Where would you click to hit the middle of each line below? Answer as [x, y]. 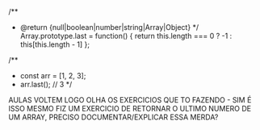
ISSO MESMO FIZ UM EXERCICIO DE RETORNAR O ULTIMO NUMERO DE [130, 109]
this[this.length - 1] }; [55, 44]
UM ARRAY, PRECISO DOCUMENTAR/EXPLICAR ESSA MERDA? [113, 117]
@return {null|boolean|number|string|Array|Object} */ [109, 27]
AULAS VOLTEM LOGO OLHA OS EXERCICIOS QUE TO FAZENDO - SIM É [130, 100]
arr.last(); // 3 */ [46, 84]
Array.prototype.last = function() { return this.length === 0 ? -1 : [126, 36]
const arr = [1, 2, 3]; [53, 75]
